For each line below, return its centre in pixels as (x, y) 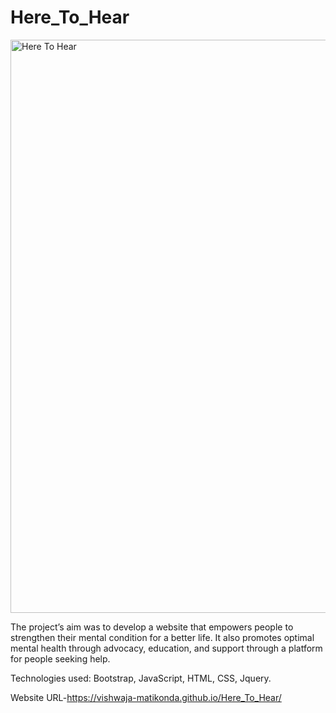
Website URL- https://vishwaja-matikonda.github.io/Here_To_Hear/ (146, 697)
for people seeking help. (60, 658)
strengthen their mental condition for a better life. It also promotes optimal (162, 637)
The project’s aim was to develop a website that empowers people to (152, 627)
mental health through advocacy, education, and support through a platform (166, 648)
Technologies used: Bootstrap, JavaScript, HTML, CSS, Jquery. (141, 678)
